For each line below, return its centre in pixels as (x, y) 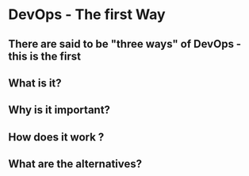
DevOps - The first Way (87, 15)
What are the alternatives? (75, 164)
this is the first (45, 56)
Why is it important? (59, 110)
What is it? (35, 83)
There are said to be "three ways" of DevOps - (125, 44)
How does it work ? (56, 137)
